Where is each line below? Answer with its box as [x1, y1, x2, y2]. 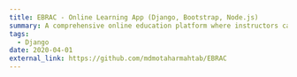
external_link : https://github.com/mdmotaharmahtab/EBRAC [9, 54, 227, 63]
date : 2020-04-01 [9, 46, 73, 55]
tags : [9, 29, 29, 38]
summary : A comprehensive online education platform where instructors [9, 21, 278, 30]
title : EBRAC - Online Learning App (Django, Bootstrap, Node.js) [9, 12, 259, 22]
